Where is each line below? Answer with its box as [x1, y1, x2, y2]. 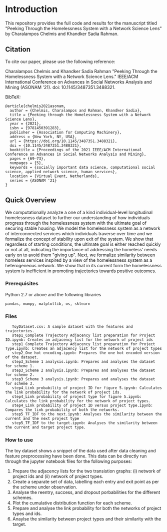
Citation [5, 45, 31, 54]
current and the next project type [5, 416, 79, 421]
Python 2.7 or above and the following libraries [5, 291, 101, 297]
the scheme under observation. [12, 484, 77, 490]
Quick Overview [5, 196, 56, 205]
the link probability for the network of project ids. [5, 390, 122, 395]
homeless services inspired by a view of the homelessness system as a [5, 257, 152, 263]
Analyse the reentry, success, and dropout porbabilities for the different [12, 489, 160, 495]
